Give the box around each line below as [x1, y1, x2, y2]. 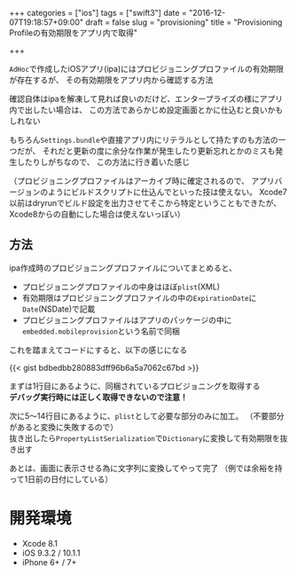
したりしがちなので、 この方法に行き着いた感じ [16, 157, 191, 167]
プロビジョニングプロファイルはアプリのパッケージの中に [21, 314, 232, 325]
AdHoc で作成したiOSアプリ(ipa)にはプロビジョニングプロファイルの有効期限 [9, 64, 285, 74]
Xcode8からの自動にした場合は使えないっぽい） [9, 209, 185, 219]
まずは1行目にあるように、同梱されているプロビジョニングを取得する [9, 381, 261, 391]
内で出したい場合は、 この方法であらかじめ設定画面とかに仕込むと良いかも [9, 105, 284, 114]
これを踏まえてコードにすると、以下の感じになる [9, 344, 188, 355]
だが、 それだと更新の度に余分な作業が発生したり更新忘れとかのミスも [16, 146, 276, 156]
